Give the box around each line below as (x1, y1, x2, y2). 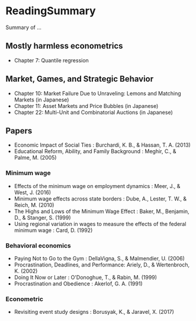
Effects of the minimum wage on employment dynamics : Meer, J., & (14, 182, 181, 189)
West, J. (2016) (14, 189, 52, 196)
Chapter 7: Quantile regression (14, 56, 89, 63)
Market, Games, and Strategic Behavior (5, 74, 154, 84)
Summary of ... (5, 24, 42, 31)
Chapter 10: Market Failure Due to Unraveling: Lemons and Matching (14, 90, 181, 97)
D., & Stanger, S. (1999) (14, 214, 72, 221)
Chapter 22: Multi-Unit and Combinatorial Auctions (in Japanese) (14, 109, 173, 116)
